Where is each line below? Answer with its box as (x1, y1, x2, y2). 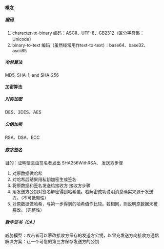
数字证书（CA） (5, 219, 38, 225)
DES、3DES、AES (5, 109, 41, 115)
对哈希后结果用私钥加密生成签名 (12, 177, 77, 182)
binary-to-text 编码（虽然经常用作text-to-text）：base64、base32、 (12, 42, 148, 48)
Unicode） (12, 36, 34, 42)
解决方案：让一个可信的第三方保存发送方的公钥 (5, 239, 99, 244)
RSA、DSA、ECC (5, 135, 40, 140)
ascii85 (12, 47, 27, 53)
